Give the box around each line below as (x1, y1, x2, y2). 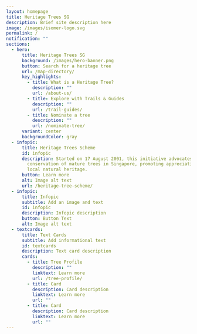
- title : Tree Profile (27, 259, 83, 265)
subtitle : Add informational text (21, 237, 107, 243)
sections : (6, 42, 30, 47)
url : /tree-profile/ (32, 275, 83, 281)
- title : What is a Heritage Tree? (27, 80, 114, 86)
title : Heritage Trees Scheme (21, 145, 96, 151)
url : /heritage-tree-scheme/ (21, 183, 93, 189)
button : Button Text (21, 216, 72, 221)
